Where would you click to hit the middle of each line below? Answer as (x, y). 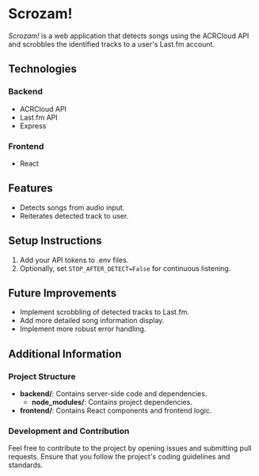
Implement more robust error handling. (83, 329)
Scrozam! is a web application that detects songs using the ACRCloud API (129, 36)
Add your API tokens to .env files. (74, 260)
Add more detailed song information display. (92, 321)
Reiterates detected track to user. (74, 215)
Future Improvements (63, 293)
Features (30, 188)
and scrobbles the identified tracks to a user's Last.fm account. (112, 44)
